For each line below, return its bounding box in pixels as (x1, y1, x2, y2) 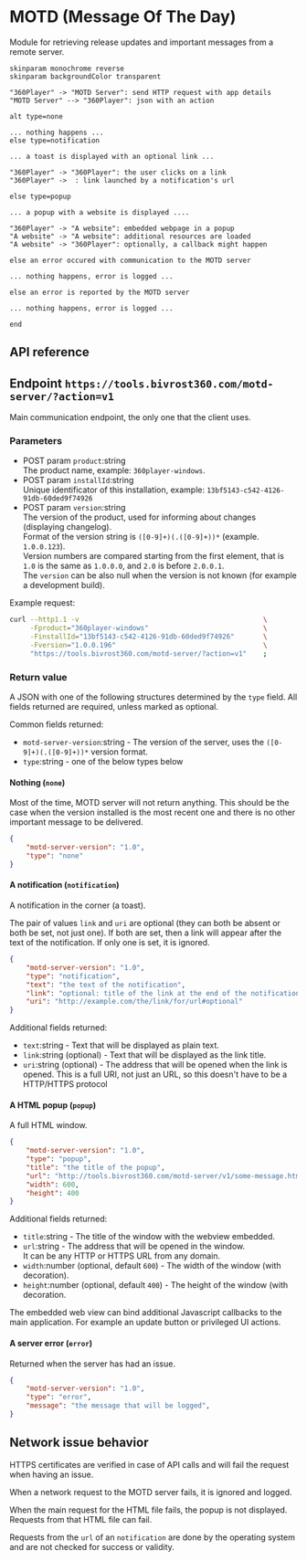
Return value (9, 670, 68, 683)
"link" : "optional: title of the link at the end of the (26, 988, 248, 997)
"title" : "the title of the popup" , (26, 1163, 166, 1172)
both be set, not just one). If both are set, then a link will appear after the (9, 927, 281, 938)
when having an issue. (9, 1469, 94, 1480)
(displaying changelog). (22, 522, 112, 533)
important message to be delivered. (9, 817, 143, 828)
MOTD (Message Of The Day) (9, 6, 237, 27)
